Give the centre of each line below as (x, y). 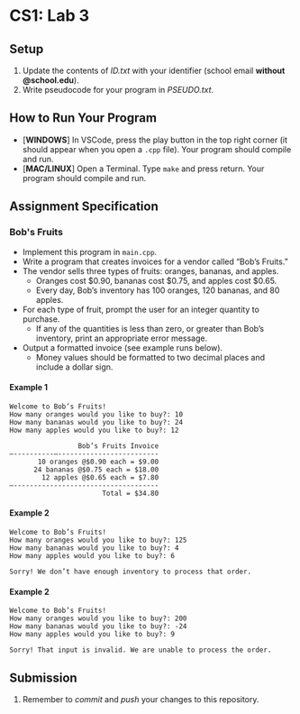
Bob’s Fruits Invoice (118, 446)
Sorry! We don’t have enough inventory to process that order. (131, 572)
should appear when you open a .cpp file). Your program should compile (157, 149)
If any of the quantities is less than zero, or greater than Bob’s (150, 328)
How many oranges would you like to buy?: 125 (98, 540)
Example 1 (28, 388)
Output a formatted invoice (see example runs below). (123, 347)
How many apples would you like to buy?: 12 (94, 430)
